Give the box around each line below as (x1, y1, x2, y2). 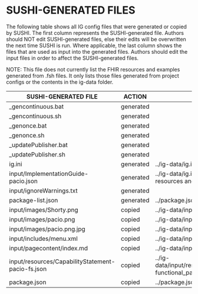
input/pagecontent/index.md (9, 244, 88, 252)
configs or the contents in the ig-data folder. (6, 78, 114, 86)
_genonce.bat (9, 122, 47, 130)
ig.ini (9, 160, 22, 168)
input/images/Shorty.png (9, 205, 78, 214)
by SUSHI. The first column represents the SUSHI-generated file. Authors (6, 29, 184, 36)
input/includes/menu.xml (9, 234, 78, 243)
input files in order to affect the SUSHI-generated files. (6, 54, 139, 61)
